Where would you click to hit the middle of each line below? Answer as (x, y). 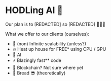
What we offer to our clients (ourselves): (47, 34)
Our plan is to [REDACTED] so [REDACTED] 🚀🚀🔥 (55, 24)
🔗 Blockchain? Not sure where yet (48, 67)
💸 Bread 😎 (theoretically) (39, 73)
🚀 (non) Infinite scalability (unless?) (49, 44)
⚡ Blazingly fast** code (37, 60)
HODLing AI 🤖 (34, 10)
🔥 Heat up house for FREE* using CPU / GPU (59, 49)
